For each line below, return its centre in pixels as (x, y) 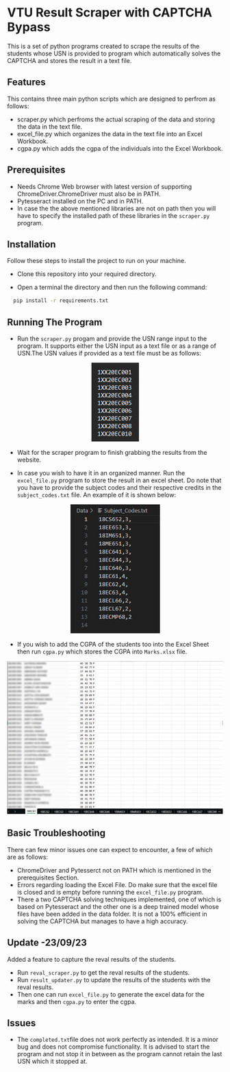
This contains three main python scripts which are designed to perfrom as (111, 99)
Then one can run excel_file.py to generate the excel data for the (111, 994)
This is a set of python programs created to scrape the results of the (103, 46)
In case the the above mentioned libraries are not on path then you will (116, 208)
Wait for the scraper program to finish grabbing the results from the (112, 453)
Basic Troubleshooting (56, 833)
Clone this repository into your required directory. (87, 274)
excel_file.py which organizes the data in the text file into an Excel (110, 134)
